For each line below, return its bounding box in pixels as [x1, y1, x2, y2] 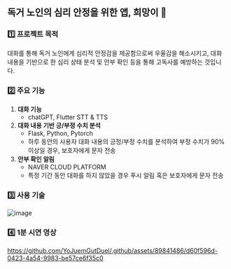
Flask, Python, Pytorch [27, 129, 93, 137]
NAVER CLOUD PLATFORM [27, 163, 106, 171]
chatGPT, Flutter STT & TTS [27, 113, 108, 121]
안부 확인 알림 [17, 155, 55, 163]
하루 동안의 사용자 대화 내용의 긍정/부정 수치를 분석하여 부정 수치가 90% [27, 137, 225, 146]
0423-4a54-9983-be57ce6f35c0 [7, 254, 104, 262]
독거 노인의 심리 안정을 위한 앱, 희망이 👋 [7, 6, 167, 19]
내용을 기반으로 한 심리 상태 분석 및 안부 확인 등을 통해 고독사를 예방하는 [7, 57, 203, 66]
